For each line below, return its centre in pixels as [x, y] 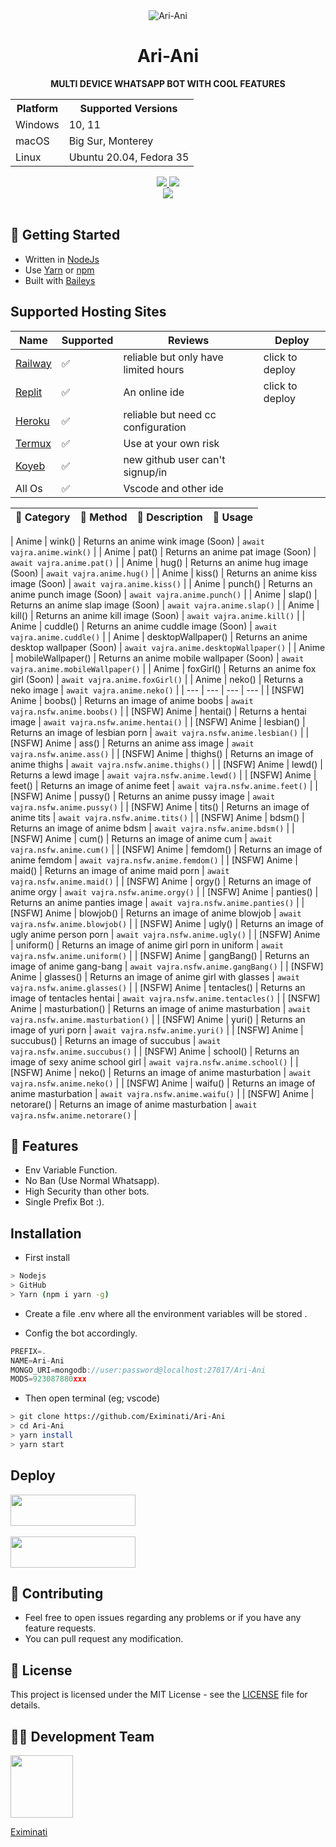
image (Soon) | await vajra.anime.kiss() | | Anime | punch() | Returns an [161, 583]
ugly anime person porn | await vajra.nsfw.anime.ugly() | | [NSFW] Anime [165, 934]
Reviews [188, 340]
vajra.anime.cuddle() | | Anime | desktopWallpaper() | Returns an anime [159, 636]
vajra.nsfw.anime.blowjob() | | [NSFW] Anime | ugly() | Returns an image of [167, 923]
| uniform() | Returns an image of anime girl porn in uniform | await [147, 945]
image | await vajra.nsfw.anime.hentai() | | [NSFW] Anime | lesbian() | [158, 721]
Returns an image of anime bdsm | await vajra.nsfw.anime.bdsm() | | [152, 828]
